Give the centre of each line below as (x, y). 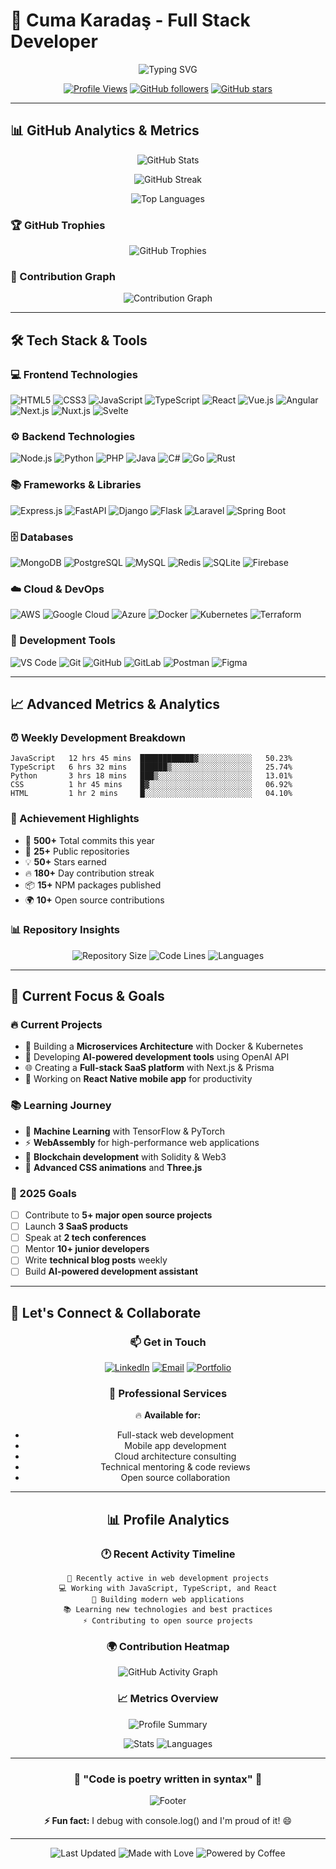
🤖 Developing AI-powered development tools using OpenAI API (157, 1057)
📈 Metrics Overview (168, 1699)
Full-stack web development (175, 1435)
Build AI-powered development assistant (111, 1271)
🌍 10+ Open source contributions (94, 900)
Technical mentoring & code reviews (175, 1467)
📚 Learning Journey (61, 1106)
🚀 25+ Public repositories (77, 851)
